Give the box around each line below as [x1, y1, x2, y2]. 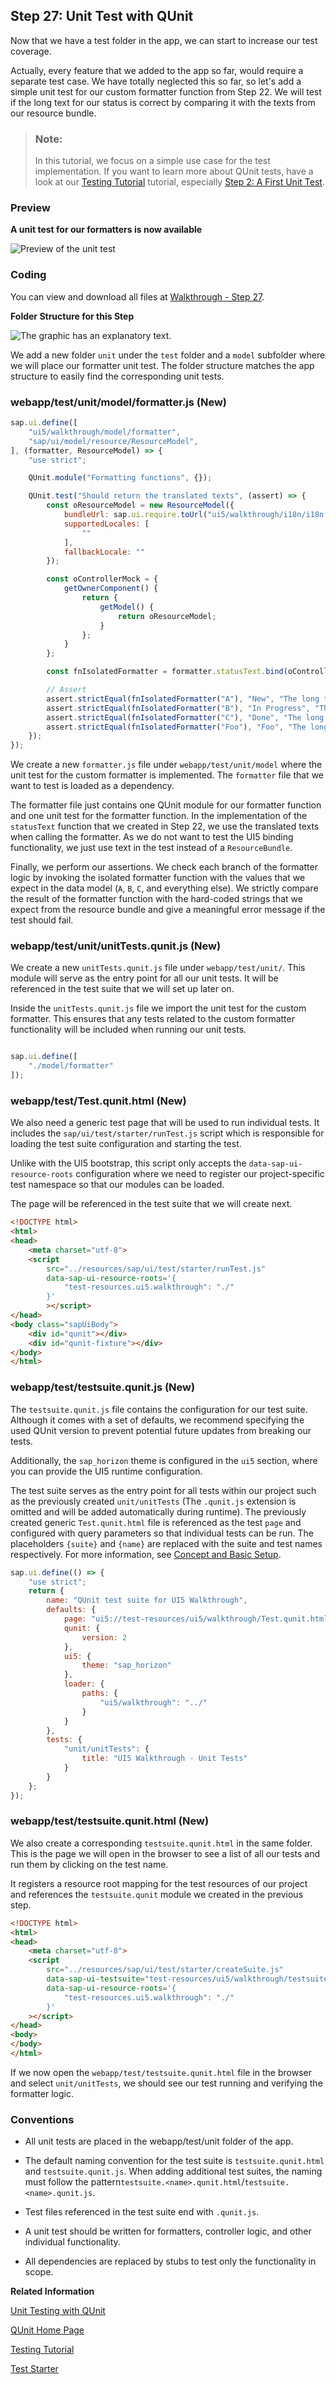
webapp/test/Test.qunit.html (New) [10, 1094, 187, 1108]
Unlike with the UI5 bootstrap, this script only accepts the [10, 1157, 247, 1169]
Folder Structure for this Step [10, 310, 135, 322]
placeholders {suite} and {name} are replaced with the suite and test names [10, 1537, 323, 1549]
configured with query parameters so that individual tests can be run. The [10, 1527, 314, 1539]
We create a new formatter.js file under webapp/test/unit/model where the [10, 759, 323, 771]
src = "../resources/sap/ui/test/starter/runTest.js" [46, 1264, 267, 1274]
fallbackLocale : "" [63, 547, 145, 557]
